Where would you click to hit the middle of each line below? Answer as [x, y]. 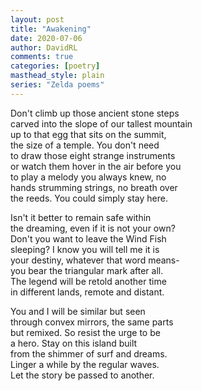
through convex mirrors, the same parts [92, 322]
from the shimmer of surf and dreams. [89, 353]
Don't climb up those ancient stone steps [95, 113]
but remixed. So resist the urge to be [85, 332]
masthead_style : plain [57, 76]
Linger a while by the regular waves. [85, 364]
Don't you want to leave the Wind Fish [88, 238]
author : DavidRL [44, 47]
